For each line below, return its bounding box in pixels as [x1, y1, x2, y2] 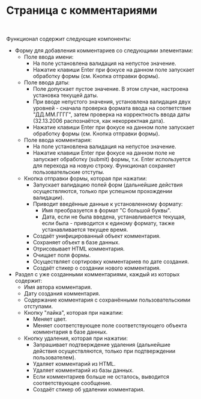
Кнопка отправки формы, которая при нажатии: [23, 175, 147, 182]
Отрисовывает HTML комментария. [32, 245, 125, 252]
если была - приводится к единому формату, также [41, 219, 175, 226]
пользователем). [32, 353, 76, 361]
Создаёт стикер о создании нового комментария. [32, 264, 161, 271]
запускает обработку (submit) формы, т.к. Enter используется [32, 155, 191, 162]
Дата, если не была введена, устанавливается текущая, [41, 213, 186, 220]
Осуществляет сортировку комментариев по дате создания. [32, 258, 190, 265]
